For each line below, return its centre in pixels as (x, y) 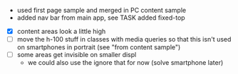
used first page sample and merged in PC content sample (102, 10)
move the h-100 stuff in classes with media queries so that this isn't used (124, 39)
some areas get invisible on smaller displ (77, 55)
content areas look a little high (61, 31)
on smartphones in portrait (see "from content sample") (99, 47)
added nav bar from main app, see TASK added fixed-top (101, 18)
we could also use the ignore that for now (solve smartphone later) (125, 63)
